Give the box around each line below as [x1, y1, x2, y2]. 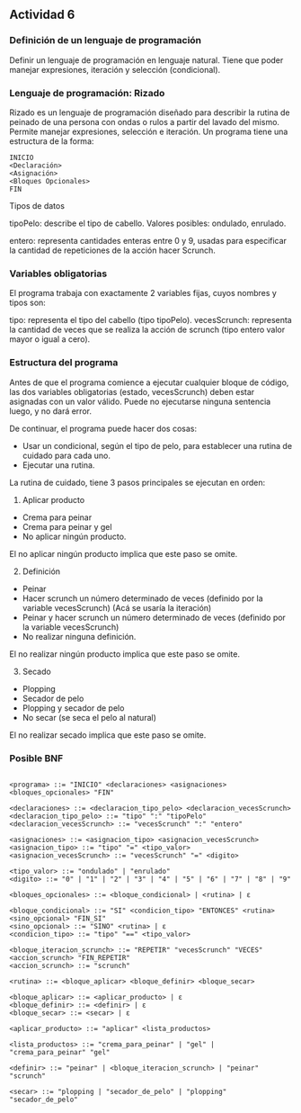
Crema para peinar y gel [22, 521, 112, 532]
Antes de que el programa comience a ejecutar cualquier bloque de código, [9, 377, 289, 388]
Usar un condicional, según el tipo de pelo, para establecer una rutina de [22, 440, 293, 451]
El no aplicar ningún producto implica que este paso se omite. [9, 548, 238, 559]
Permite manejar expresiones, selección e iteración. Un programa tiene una [9, 126, 288, 137]
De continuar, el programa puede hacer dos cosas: [9, 423, 198, 434]
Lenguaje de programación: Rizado [9, 86, 165, 99]
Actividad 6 [9, 7, 75, 22]
